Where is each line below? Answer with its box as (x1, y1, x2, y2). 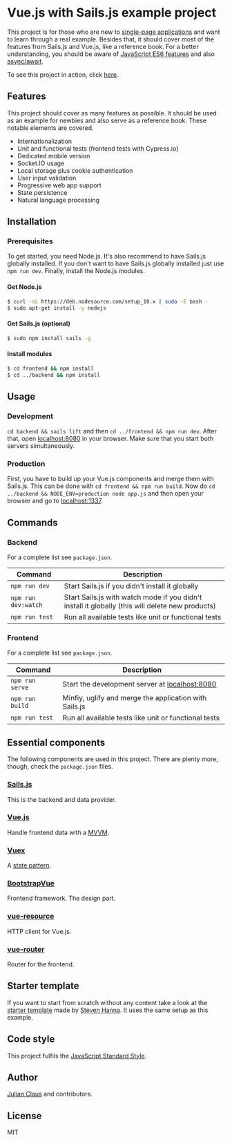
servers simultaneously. (7, 442, 75, 450)
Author (7, 1071, 38, 1083)
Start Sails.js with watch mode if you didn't (64, 592, 202, 602)
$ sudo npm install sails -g (7, 335, 91, 341)
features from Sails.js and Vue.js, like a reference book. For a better (7, 42, 199, 50)
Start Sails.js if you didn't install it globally (64, 581, 199, 591)
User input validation (17, 174, 77, 182)
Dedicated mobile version (17, 151, 90, 160)
